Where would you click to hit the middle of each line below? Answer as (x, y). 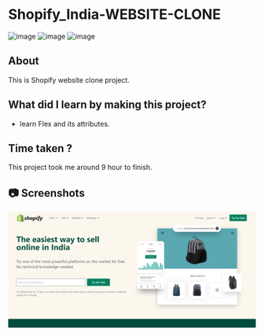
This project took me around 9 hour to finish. (81, 168)
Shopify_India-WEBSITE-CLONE (115, 15)
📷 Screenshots (46, 193)
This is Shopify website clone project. (69, 79)
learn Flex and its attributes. (64, 124)
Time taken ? (40, 148)
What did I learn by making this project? (107, 105)
